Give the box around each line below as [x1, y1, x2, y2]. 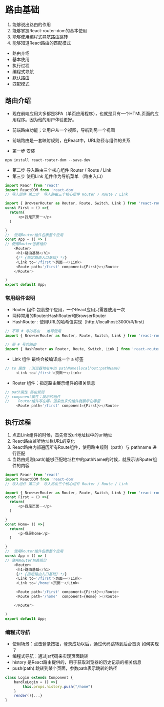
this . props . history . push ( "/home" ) [22, 684, 93, 689]
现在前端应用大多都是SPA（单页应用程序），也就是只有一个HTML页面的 [12, 111, 155, 116]
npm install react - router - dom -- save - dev [5, 158, 91, 162]
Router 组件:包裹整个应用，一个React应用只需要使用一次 [12, 307, 125, 313]
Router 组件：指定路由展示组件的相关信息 [12, 380, 96, 386]
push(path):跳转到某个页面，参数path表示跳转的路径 [12, 665, 118, 671]
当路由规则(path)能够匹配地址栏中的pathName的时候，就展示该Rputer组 [12, 456, 157, 462]
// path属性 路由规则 [5, 389, 45, 394]
